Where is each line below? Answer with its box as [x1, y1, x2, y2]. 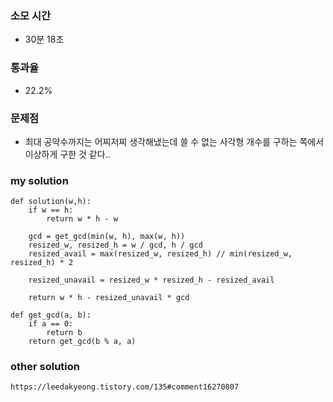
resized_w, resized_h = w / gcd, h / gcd [28, 240, 203, 251]
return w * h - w [46, 214, 118, 224]
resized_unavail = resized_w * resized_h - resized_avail [28, 275, 275, 286]
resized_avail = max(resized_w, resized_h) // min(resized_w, [28, 249, 293, 259]
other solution [10, 360, 80, 374]
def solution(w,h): [10, 197, 92, 207]
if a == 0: [28, 319, 74, 329]
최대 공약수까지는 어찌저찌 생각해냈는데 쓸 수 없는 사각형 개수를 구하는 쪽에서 [24, 135, 325, 147]
